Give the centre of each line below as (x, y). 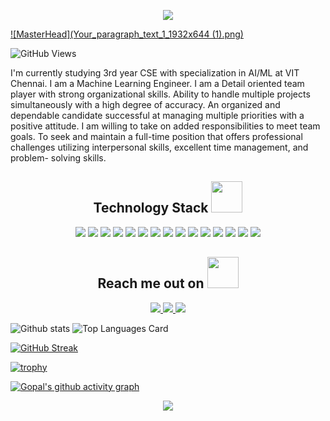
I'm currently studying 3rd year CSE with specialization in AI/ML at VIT (155, 73)
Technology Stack (151, 208)
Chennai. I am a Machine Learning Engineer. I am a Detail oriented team (157, 83)
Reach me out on (151, 283)
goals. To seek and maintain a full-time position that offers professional (156, 136)
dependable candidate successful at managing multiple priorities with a (157, 115)
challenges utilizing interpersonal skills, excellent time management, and (159, 147)
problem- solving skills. (58, 158)
